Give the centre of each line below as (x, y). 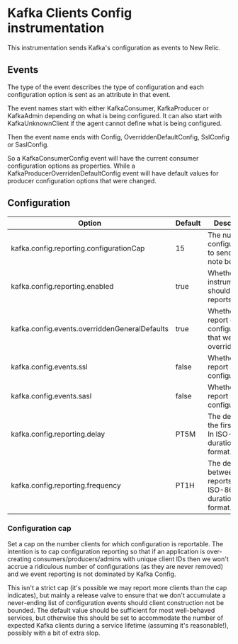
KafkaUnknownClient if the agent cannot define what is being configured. (115, 123)
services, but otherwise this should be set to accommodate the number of (115, 618)
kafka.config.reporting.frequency (66, 485)
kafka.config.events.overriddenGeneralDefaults (90, 328)
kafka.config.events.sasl (51, 396)
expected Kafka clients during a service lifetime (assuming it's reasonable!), (118, 625)
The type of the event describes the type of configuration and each (106, 87)
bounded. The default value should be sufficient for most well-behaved (111, 610)
